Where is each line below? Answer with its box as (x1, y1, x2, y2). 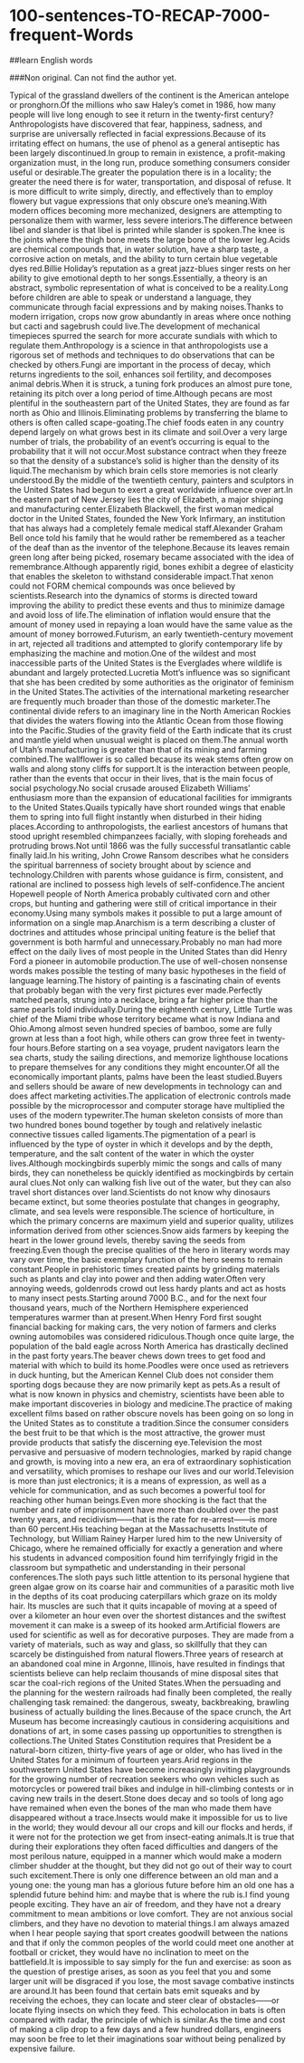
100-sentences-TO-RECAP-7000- (9, 5, 271, 26)
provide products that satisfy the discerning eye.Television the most (9, 1436, 262, 1447)
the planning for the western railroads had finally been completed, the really (9, 1686, 292, 1698)
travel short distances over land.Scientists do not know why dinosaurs (9, 1186, 271, 1197)
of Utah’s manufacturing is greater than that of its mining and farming (9, 744, 268, 754)
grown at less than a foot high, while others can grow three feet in (9, 1032, 255, 1043)
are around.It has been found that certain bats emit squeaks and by (9, 1985, 261, 1996)
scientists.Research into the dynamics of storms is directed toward (9, 590, 258, 600)
